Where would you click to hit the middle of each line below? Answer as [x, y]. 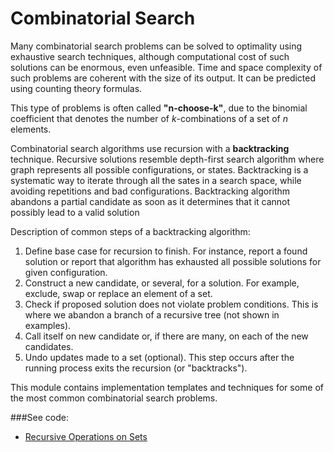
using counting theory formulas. [76, 88]
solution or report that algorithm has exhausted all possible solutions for [173, 261]
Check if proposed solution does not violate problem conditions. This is [171, 304]
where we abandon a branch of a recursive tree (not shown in [152, 314]
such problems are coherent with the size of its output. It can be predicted [163, 78]
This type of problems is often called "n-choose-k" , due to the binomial [159, 108]
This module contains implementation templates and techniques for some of [167, 387]
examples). [48, 325]
